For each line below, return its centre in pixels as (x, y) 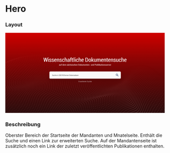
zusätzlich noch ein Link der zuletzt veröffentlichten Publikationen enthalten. (85, 146)
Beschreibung (23, 124)
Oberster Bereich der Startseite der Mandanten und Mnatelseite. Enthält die (84, 135)
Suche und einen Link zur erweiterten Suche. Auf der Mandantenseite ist (81, 141)
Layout (14, 25)
